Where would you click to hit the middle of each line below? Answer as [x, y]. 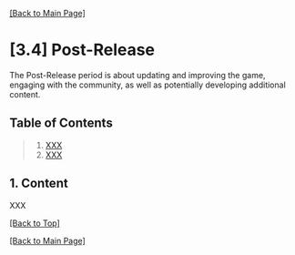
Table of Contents [61, 123]
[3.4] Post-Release [82, 50]
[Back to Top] [35, 223]
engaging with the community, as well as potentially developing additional [148, 85]
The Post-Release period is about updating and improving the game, [137, 75]
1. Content [39, 184]
